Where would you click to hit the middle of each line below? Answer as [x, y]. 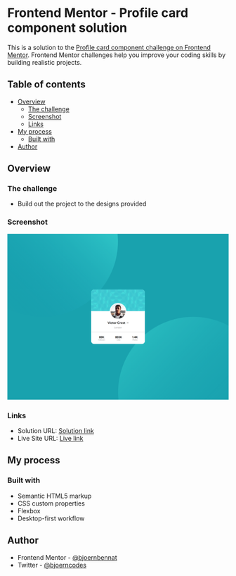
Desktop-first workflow [51, 518]
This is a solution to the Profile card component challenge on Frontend [109, 47]
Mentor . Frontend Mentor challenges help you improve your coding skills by [117, 55]
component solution [67, 28]
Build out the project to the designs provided [82, 204]
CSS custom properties [51, 503]
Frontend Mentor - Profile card [98, 13]
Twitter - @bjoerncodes [52, 565]
